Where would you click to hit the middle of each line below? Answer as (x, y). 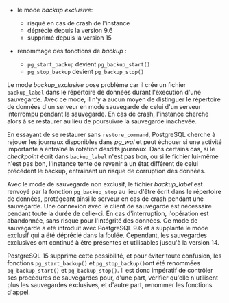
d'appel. (19, 292)
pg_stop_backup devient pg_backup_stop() (85, 72)
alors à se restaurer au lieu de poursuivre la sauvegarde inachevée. (102, 121)
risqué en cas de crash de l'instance (79, 23)
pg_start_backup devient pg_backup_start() (89, 64)
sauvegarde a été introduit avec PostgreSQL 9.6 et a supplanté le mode (108, 228)
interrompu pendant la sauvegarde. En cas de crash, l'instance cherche (108, 114)
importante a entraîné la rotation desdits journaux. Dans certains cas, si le (111, 149)
